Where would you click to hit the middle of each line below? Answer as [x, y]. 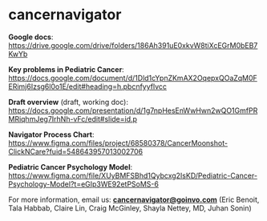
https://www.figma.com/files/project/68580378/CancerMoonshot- [118, 143]
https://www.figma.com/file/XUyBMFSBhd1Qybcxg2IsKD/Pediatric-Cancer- [133, 175]
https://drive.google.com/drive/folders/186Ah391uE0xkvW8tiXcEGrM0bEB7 [133, 45]
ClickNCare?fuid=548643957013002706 [76, 151]
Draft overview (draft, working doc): [68, 102]
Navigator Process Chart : [51, 135]
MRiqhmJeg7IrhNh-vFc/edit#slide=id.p [73, 119]
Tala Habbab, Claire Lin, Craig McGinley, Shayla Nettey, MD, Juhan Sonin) [130, 208]
